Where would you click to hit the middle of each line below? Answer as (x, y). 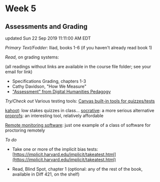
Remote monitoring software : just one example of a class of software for (78, 125)
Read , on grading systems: (32, 57)
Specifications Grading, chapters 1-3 (49, 81)
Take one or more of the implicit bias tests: (55, 149)
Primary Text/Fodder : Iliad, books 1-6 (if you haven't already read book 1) (79, 48)
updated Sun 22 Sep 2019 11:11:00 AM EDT (48, 38)
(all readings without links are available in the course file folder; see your (78, 67)
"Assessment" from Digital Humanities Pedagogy (61, 91)
